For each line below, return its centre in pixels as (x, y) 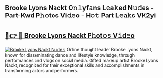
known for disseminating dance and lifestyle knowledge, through (70, 55)
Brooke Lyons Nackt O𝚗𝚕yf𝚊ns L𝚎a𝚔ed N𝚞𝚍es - (80, 8)
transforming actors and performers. (42, 70)
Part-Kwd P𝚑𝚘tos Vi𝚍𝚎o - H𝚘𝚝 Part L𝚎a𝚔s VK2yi (81, 16)
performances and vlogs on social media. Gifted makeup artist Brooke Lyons (81, 60)
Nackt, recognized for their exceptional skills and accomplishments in (75, 65)
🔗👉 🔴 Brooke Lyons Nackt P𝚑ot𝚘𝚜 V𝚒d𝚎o (70, 36)
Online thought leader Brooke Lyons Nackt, (109, 50)
